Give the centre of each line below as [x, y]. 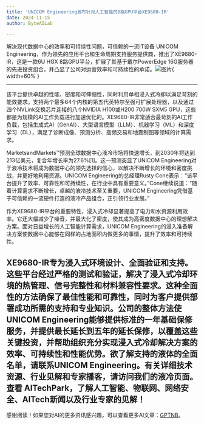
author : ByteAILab [29, 23]
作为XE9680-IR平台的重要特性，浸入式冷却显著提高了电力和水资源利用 [95, 211]
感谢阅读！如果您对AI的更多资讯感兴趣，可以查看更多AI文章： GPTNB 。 [95, 415]
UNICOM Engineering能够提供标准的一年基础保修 [100, 320]
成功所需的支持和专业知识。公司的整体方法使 [98, 308]
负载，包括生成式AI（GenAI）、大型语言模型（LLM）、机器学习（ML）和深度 [100, 125]
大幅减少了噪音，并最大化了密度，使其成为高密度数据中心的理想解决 [112, 219]
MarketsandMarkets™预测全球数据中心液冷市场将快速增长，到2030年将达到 [101, 153]
